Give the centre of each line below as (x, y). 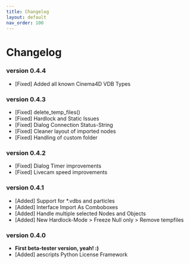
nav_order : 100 (25, 23)
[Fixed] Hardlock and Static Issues (57, 119)
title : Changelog (28, 12)
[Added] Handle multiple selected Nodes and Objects (80, 213)
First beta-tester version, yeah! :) (57, 249)
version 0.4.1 (25, 188)
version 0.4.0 (26, 235)
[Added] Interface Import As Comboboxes (66, 207)
